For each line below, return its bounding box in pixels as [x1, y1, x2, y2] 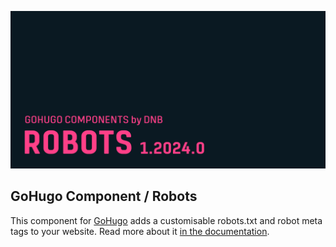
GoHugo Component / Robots [10, 188, 198, 205]
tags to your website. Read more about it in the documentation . [10, 225, 270, 237]
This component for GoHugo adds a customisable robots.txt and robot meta [10, 214, 323, 226]
